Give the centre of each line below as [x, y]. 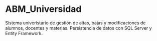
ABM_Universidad [43, 9]
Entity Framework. [24, 33]
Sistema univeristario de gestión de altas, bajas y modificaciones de [75, 23]
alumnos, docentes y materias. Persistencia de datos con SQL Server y [78, 28]
